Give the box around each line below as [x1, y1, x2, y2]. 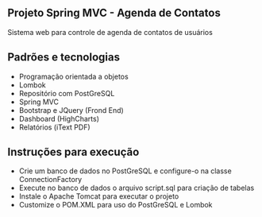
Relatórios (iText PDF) [18, 122, 91, 132]
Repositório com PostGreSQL [18, 88, 115, 98]
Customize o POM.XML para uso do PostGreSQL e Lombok [18, 200, 213, 210]
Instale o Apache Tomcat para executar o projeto [18, 192, 179, 201]
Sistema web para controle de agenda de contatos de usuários [7, 27, 214, 37]
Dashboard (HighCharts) [18, 114, 100, 123]
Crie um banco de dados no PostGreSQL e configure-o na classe [18, 166, 232, 176]
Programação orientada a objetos [18, 72, 129, 81]
